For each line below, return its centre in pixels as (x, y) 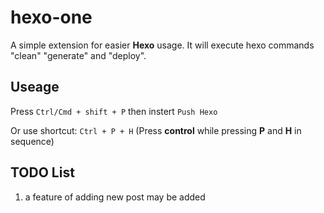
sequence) (32, 141)
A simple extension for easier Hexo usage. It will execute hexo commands (162, 45)
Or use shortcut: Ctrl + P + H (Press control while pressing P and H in (156, 130)
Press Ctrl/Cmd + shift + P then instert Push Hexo (114, 111)
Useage (35, 87)
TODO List (42, 172)
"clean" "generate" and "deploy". (78, 55)
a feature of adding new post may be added (115, 197)
